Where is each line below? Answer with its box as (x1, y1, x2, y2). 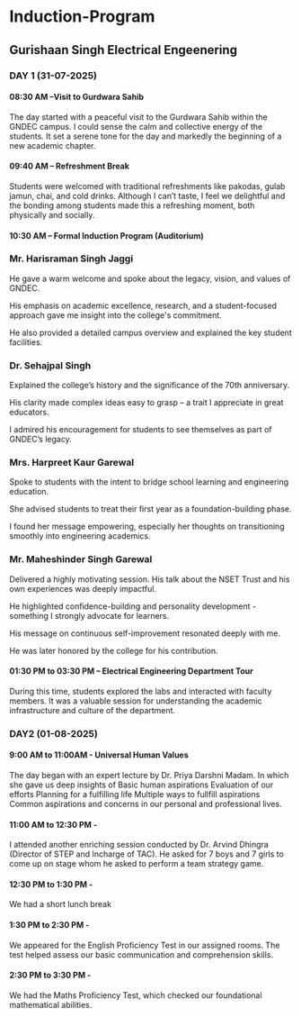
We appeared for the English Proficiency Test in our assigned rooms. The (9, 940, 280, 950)
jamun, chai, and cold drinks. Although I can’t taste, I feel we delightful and (9, 190, 286, 201)
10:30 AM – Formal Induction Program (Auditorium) (9, 230, 204, 241)
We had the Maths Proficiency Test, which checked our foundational (9, 989, 262, 1001)
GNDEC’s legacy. (9, 434, 72, 445)
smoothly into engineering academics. (9, 531, 151, 541)
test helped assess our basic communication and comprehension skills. (9, 949, 274, 960)
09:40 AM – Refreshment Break (9, 160, 130, 172)
